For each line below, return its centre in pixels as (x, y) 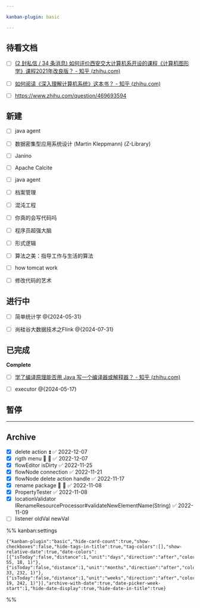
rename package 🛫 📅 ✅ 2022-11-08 (58, 486)
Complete (19, 365)
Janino (23, 155)
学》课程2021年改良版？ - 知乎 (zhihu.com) (68, 71)
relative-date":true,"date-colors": (51, 552)
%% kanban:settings (32, 531)
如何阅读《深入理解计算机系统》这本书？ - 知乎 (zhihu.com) (87, 84)
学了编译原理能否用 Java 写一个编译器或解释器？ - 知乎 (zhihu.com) (98, 377)
